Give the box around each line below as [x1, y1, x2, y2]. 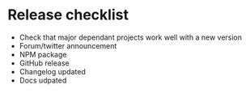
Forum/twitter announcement [19, 40, 117, 50]
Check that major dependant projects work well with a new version [19, 32, 243, 42]
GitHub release [19, 58, 70, 68]
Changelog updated [19, 66, 86, 76]
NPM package [19, 49, 67, 59]
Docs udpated [19, 75, 67, 85]
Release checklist [7, 6, 129, 24]
